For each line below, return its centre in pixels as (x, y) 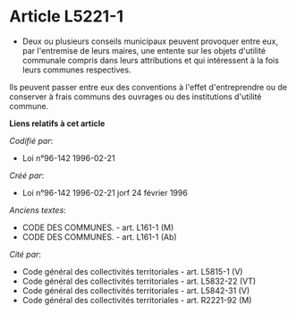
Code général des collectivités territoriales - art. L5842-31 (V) (136, 290)
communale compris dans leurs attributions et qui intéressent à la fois (151, 60)
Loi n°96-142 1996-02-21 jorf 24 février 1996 (105, 192)
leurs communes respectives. (76, 70)
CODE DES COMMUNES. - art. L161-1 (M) (98, 227)
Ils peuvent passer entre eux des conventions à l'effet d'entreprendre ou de (148, 87)
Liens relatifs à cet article (57, 123)
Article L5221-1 (66, 17)
